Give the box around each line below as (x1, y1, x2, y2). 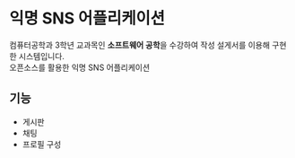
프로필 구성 (22, 138, 62, 149)
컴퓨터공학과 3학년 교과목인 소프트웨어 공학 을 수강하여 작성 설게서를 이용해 (9, 39, 271, 50)
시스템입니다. (18, 50, 65, 61)
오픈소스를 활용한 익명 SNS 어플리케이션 (9, 62, 151, 73)
